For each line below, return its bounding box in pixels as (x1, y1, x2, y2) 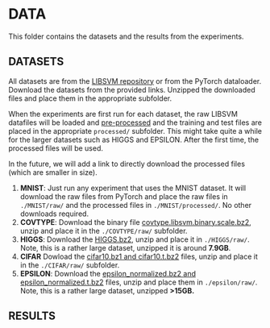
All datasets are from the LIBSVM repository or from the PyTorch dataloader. (8, 76, 262, 85)
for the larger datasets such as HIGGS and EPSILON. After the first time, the (8, 135, 260, 144)
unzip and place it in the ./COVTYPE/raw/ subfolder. (19, 226, 188, 235)
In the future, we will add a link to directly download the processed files (8, 159, 246, 168)
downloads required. (19, 209, 89, 218)
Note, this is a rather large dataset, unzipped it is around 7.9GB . (19, 243, 231, 252)
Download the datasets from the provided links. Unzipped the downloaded (8, 85, 255, 94)
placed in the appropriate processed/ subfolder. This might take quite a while (8, 126, 263, 135)
